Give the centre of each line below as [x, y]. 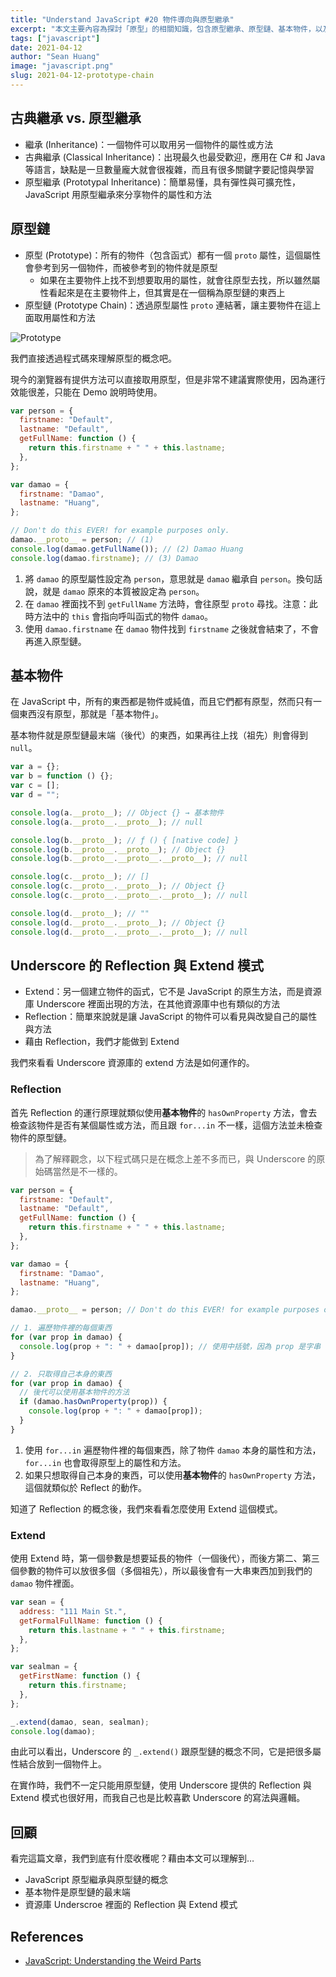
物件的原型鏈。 [41, 1137]
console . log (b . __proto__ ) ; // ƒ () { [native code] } [125, 840]
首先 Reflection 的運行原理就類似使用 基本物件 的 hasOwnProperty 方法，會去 [164, 1112]
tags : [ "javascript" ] [55, 38]
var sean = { [37, 1602]
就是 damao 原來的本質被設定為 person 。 [123, 591]
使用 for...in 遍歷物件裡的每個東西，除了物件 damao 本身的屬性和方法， [173, 1450]
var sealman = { [44, 1667]
